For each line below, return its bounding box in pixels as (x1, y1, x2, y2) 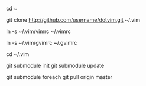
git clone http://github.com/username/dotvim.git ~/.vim (6, 16, 141, 23)
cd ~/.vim (6, 51, 30, 58)
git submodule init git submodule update (6, 62, 105, 69)
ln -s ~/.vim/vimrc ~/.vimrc (6, 28, 71, 35)
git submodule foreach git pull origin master (6, 74, 113, 80)
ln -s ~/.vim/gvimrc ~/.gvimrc (6, 39, 77, 46)
